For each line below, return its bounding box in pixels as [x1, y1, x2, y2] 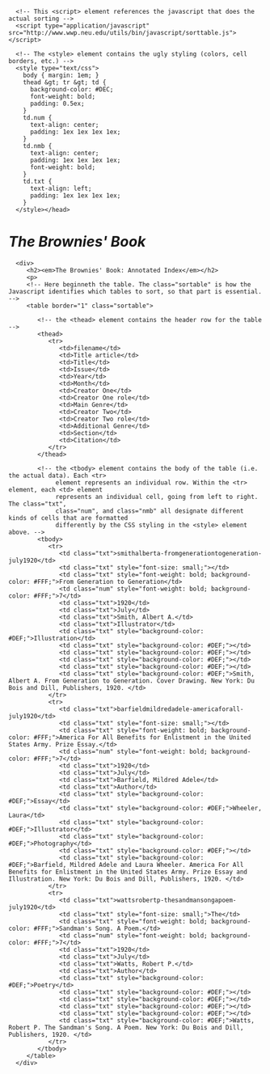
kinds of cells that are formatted [8, 514, 129, 522]
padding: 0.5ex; [29, 99, 85, 108]
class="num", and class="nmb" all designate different [55, 506, 244, 515]
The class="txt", [8, 500, 67, 508]
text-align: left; [29, 184, 92, 192]
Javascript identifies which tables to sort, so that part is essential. [8, 287, 263, 295]
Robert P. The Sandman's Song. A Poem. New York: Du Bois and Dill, [8, 1023, 244, 1031]
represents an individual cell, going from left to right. [55, 493, 259, 501]
